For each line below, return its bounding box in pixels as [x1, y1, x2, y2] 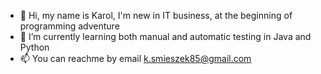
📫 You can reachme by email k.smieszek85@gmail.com [19, 53, 252, 64]
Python [19, 41, 50, 53]
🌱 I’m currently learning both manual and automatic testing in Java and [19, 31, 312, 42]
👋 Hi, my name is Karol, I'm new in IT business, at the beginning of [19, 10, 293, 21]
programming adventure [19, 20, 120, 32]
